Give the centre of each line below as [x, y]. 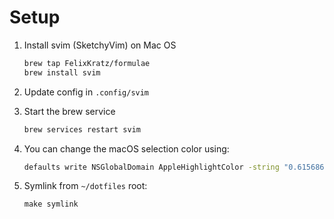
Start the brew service [69, 111]
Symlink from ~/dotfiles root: [85, 186]
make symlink [51, 204]
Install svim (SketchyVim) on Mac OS [100, 45]
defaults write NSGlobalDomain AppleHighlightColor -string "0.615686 [174, 167]
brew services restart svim [82, 129]
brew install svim [62, 72]
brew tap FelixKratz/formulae [87, 63]
